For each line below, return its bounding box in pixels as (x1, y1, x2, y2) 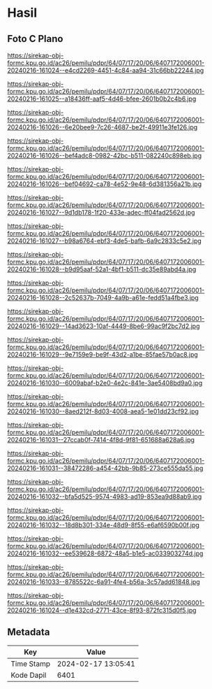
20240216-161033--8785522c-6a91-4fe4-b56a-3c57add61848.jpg (7, 578, 200, 585)
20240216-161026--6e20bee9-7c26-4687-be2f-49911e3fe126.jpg (7, 123, 198, 131)
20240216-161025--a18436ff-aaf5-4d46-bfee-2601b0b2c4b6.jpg (7, 94, 197, 103)
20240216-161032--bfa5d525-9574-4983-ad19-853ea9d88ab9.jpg (7, 492, 202, 501)
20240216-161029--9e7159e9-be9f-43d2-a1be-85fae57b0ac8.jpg (7, 350, 199, 358)
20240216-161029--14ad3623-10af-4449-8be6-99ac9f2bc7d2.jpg (7, 322, 200, 330)
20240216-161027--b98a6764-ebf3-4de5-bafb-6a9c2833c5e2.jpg (7, 236, 202, 245)
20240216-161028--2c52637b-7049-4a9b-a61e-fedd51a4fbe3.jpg (7, 294, 199, 301)
